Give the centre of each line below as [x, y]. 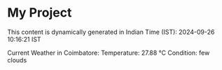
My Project [40, 13]
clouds [17, 60]
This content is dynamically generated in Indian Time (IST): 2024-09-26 [111, 32]
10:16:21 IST [24, 39]
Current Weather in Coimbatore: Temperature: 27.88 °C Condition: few [109, 53]
